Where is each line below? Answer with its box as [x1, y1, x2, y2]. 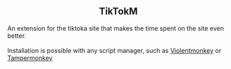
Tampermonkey [7, 54, 53, 62]
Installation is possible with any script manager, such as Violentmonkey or [7, 46, 222, 54]
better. [7, 31, 27, 40]
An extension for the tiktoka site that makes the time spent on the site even [7, 24, 224, 32]
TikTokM [99, 6, 138, 17]
